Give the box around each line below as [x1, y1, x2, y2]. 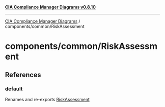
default [5, 85, 23, 92]
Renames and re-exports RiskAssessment [5, 96, 90, 102]
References [5, 71, 41, 79]
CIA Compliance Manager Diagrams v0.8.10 [5, 4, 96, 10]
